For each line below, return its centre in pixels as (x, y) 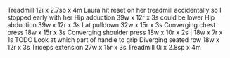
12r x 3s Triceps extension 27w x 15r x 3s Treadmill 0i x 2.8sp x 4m (104, 47)
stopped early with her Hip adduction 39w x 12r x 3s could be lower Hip (111, 17)
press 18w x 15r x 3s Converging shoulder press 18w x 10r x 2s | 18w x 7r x (115, 32)
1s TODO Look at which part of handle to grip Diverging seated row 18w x (114, 40)
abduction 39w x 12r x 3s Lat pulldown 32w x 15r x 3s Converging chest (111, 25)
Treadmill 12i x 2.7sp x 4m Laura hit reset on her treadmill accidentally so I (114, 10)
